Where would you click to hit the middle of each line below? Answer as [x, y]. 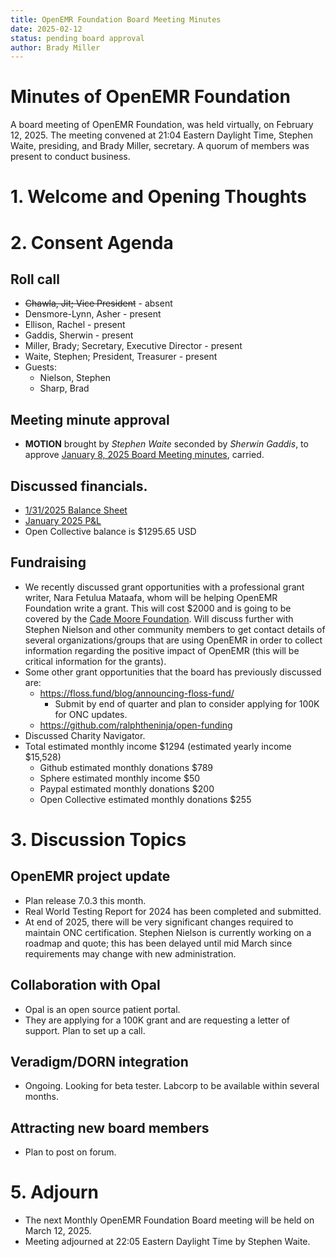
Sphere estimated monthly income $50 [120, 778]
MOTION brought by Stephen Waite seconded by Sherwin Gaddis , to [166, 444]
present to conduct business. [70, 157]
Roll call [35, 279]
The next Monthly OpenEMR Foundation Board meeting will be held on [169, 1220]
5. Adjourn [55, 1192]
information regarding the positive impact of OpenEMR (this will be [162, 650]
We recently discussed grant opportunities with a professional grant [164, 587]
